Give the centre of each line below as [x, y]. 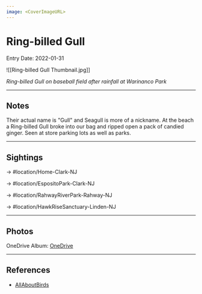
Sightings [25, 157]
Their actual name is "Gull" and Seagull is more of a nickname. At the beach [100, 120]
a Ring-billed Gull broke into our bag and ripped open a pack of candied [95, 127]
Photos [20, 231]
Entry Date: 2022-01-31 [35, 58]
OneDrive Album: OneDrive [40, 246]
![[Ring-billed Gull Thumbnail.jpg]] [48, 70]
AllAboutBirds [32, 284]
